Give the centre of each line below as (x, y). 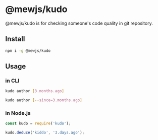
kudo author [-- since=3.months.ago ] (44, 100)
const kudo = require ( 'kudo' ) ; (38, 124)
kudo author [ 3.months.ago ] (35, 91)
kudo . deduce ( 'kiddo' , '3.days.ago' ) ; (45, 133)
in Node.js (18, 113)
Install (15, 39)
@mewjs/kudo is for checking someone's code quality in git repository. (79, 23)
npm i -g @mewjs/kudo (28, 51)
